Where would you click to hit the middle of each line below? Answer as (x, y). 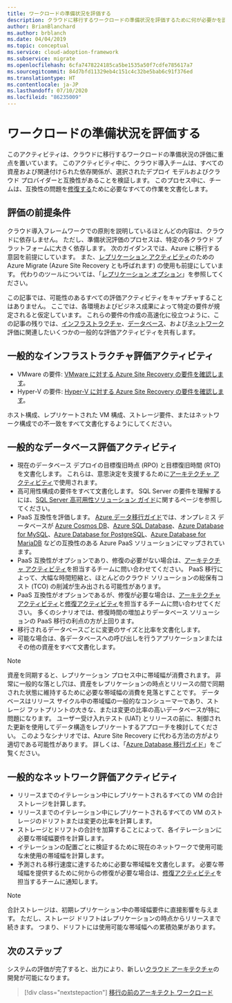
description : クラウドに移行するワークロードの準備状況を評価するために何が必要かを (115, 20)
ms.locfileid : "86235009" (44, 98)
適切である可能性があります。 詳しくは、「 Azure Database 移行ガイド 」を (112, 745)
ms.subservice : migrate (41, 59)
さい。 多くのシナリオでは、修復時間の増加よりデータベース (103, 612)
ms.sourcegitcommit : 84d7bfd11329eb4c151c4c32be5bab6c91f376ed (100, 71)
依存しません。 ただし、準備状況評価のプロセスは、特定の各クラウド (117, 239)
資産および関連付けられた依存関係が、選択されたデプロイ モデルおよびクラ (114, 171)
